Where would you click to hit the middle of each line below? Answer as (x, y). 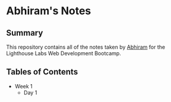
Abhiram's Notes (49, 11)
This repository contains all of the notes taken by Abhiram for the (85, 47)
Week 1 (23, 86)
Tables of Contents (42, 72)
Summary (25, 33)
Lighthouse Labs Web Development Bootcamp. (64, 53)
